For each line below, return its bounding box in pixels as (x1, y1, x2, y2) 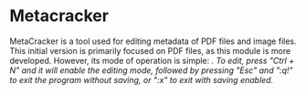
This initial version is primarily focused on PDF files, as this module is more (9, 45, 291, 56)
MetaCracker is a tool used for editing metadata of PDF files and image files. (9, 36, 297, 47)
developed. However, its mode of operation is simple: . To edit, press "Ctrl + (9, 55, 295, 66)
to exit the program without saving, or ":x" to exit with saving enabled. (9, 74, 274, 85)
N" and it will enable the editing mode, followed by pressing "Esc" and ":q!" (9, 65, 294, 76)
